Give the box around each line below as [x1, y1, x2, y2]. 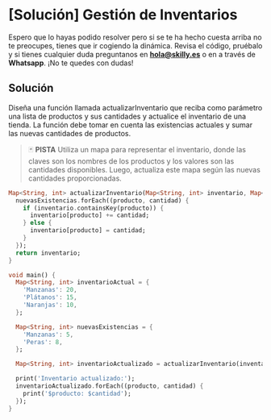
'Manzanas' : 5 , [23, 331, 74, 339]
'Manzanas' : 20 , [23, 286, 78, 294]
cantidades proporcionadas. [27, 173, 123, 183]
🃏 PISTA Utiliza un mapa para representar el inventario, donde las [27, 144, 246, 154]
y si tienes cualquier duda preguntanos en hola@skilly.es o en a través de [8, 49, 256, 59]
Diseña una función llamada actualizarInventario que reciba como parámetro [8, 102, 263, 112]
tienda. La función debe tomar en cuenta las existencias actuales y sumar [8, 119, 252, 130]
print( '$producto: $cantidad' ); [23, 389, 131, 397]
